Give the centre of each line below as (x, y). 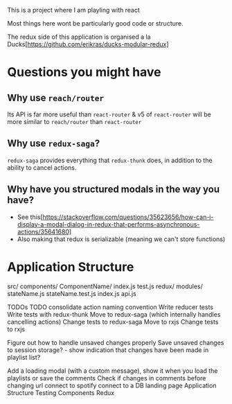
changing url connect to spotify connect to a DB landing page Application (112, 385)
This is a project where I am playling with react (73, 10)
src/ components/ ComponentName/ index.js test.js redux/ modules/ (105, 286)
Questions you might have (84, 72)
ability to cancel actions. (42, 167)
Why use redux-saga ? (54, 144)
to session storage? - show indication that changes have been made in (108, 350)
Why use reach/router (56, 97)
